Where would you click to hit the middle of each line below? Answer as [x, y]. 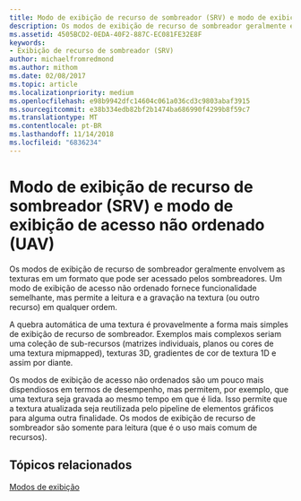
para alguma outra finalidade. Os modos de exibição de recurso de [133, 418]
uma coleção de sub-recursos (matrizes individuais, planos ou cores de [142, 343]
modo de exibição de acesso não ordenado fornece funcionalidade [133, 288]
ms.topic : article [43, 84]
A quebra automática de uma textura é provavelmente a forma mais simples [149, 324]
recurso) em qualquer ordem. [64, 307]
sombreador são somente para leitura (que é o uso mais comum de [133, 428]
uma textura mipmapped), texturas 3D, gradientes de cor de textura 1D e [143, 353]
